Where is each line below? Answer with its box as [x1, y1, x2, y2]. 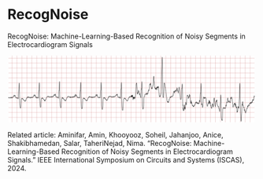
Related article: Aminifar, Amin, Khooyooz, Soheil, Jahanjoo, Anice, [7, 130, 224, 139]
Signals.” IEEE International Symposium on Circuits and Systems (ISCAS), [7, 155, 245, 164]
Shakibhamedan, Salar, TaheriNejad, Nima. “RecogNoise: [7, 138, 192, 148]
